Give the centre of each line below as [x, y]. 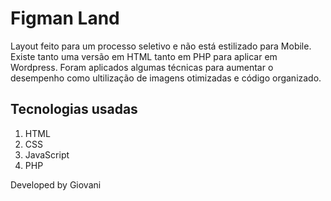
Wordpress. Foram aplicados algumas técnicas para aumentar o [142, 67]
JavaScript [47, 154]
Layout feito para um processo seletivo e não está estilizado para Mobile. [161, 46]
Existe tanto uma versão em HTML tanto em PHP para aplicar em [144, 56]
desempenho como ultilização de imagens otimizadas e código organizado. [166, 78]
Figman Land [65, 18]
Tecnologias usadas [74, 109]
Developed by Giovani [56, 184]
